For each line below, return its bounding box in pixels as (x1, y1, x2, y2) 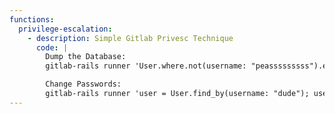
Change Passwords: (45, 79, 122, 90)
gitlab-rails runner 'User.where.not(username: (45, 61, 247, 71)
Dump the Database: (45, 52, 127, 62)
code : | (35, 42, 69, 53)
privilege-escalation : (18, 24, 113, 34)
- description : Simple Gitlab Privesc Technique (27, 33, 234, 43)
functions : (9, 14, 55, 25)
